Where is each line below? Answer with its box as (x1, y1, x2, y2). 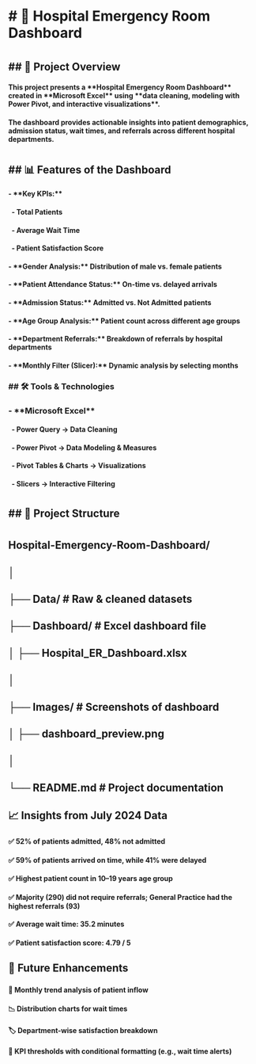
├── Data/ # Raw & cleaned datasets (8, 593, 193, 606)
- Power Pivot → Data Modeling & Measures (11, 443, 157, 452)
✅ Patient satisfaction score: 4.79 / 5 (8, 938, 132, 948)
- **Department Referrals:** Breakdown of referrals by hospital (8, 334, 223, 344)
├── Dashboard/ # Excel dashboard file (8, 620, 207, 633)
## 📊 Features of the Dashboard (8, 162, 171, 177)
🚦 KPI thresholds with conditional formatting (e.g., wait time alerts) (8, 1047, 232, 1056)
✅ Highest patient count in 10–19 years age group (8, 874, 174, 883)
